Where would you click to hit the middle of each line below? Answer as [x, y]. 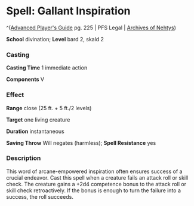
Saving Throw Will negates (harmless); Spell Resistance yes [81, 143]
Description [24, 158]
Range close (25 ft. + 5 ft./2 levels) [49, 108]
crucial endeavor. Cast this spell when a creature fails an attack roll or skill [97, 177]
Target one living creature [38, 119]
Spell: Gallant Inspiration [68, 11]
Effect [15, 95]
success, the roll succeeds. [40, 196]
